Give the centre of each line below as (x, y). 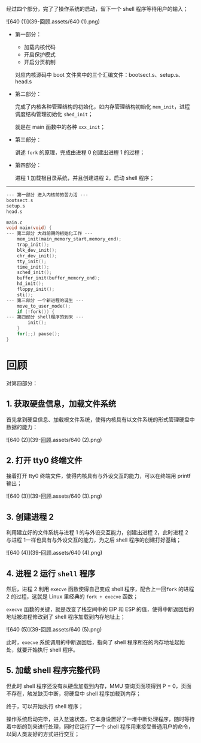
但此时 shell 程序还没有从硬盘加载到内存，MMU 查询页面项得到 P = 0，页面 (99, 686)
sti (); (25, 295)
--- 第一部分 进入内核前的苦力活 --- (47, 195)
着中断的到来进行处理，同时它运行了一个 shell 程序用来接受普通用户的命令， (100, 726)
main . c (14, 222)
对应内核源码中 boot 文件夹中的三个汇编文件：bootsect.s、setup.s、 (99, 75)
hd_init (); (31, 284)
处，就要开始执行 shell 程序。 (42, 649)
